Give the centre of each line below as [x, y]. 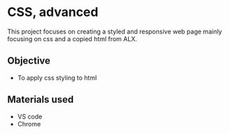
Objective [29, 61]
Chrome [29, 124]
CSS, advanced [53, 12]
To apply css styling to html [57, 77]
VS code [30, 117]
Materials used [41, 99]
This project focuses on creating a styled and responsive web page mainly [115, 31]
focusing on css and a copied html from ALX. [72, 38]
